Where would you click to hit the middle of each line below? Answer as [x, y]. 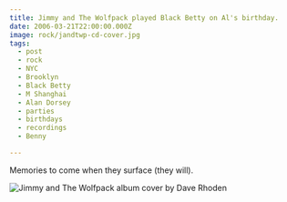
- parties [36, 111]
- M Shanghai [42, 94]
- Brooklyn [38, 77]
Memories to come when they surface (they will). [102, 170]
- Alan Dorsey [44, 102]
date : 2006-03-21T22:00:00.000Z [71, 26]
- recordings [42, 128]
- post [30, 52]
